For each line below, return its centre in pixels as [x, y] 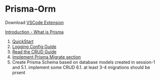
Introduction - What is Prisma [35, 32]
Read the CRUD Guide [34, 52]
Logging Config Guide [34, 46]
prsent [19, 72]
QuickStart [23, 41]
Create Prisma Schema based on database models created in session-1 [84, 62]
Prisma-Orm [30, 9]
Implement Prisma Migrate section [46, 57]
